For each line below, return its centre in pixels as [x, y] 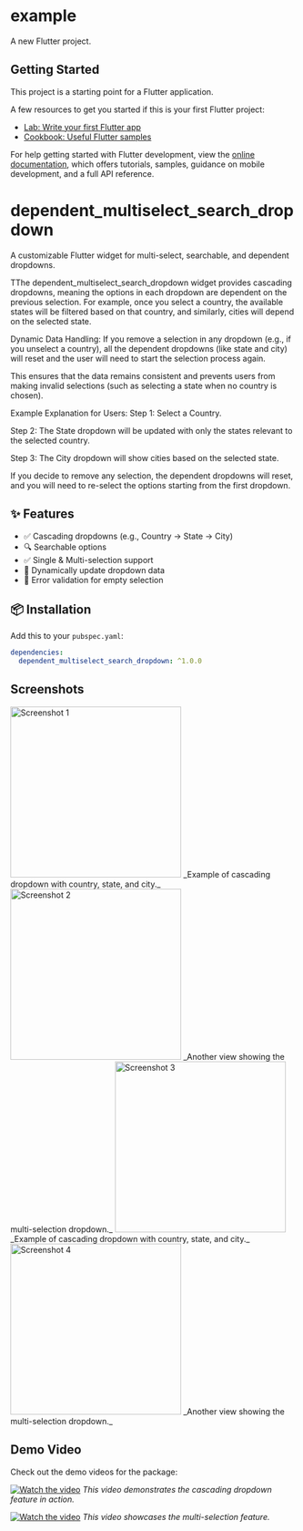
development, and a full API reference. [82, 173]
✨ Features [42, 514]
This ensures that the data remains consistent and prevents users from [143, 375]
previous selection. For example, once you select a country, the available [147, 302]
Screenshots [47, 689]
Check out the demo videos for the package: [94, 1472]
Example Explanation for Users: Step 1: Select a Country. [116, 413]
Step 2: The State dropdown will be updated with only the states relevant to [151, 430]
